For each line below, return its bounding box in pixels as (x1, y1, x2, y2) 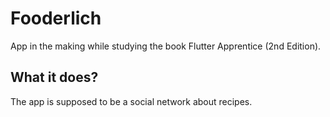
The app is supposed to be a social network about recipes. (10, 95, 253, 107)
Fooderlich (10, 7, 102, 30)
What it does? (10, 69, 99, 86)
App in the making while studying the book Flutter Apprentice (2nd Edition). (10, 40, 322, 52)
